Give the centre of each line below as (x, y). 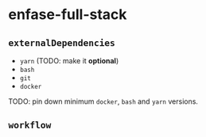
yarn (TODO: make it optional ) (69, 61)
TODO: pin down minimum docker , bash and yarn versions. (103, 101)
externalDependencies (62, 43)
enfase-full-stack (68, 15)
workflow (30, 126)
